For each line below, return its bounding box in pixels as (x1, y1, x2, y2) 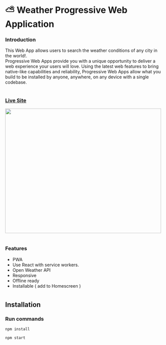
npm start (5, 336, 26, 341)
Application (5, 18, 54, 30)
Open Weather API (12, 267, 51, 273)
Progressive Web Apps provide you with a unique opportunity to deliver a (5, 58, 156, 64)
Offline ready (12, 278, 40, 284)
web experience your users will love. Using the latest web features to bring (5, 63, 159, 69)
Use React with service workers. (12, 262, 79, 268)
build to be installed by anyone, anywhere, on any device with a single (5, 74, 149, 80)
